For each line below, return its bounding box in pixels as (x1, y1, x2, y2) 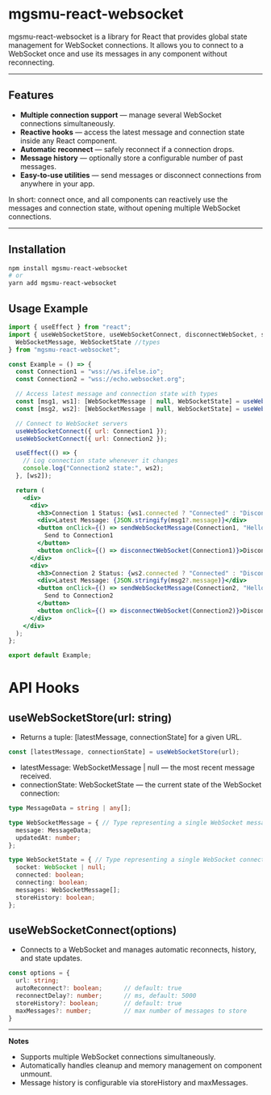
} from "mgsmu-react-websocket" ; (8, 346, 121, 354)
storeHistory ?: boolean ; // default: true (15, 999, 182, 1008)
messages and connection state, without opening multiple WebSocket (8, 203, 240, 213)
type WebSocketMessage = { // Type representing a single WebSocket (8, 818, 244, 826)
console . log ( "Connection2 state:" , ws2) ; (23, 465, 164, 473)
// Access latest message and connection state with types (15, 390, 219, 398)
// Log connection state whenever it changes (23, 456, 179, 465)
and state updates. (19, 953, 83, 963)
